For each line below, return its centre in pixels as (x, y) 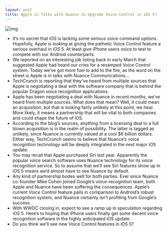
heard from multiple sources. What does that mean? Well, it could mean (86, 102)
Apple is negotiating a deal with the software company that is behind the (87, 86)
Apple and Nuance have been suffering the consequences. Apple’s (81, 187)
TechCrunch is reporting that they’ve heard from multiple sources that (84, 81)
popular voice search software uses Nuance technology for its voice (83, 160)
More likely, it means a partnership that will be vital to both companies (84, 112)
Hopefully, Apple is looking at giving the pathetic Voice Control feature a (86, 43)
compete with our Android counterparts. (54, 54)
